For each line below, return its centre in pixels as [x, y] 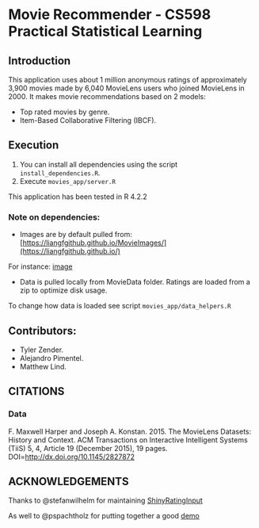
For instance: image [40, 266]
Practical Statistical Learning [105, 31]
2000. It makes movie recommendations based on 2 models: [107, 96]
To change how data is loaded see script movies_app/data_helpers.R [120, 306]
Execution [34, 145]
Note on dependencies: [54, 217]
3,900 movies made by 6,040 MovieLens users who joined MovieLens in [127, 88]
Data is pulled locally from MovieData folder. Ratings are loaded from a [135, 282]
